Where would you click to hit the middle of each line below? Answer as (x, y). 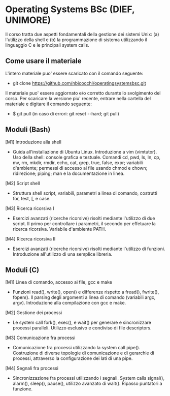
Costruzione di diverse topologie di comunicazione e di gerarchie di (83, 353)
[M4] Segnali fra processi (32, 368)
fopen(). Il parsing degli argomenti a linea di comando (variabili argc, (84, 297)
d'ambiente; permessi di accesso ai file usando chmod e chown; (80, 168)
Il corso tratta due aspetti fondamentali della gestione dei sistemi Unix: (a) (82, 34)
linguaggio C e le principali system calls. (47, 45)
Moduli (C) (22, 270)
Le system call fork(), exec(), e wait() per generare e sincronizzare (82, 323)
